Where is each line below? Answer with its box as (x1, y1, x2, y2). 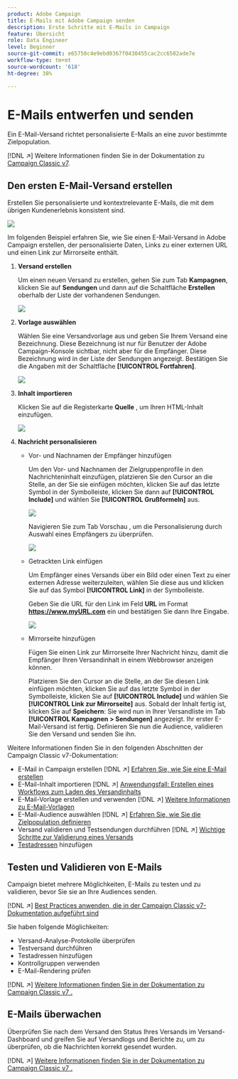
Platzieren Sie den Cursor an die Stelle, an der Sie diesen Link (28, 677, 210, 686)
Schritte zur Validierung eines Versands (17, 833, 134, 842)
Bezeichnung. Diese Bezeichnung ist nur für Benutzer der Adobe (17, 339, 207, 348)
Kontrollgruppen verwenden (17, 959, 100, 967)
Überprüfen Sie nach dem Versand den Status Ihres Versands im (7, 1027, 197, 1036)
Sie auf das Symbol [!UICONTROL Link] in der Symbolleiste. (28, 586, 205, 594)
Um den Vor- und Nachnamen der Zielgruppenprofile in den (28, 465, 204, 473)
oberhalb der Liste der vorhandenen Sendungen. (17, 291, 161, 299)
